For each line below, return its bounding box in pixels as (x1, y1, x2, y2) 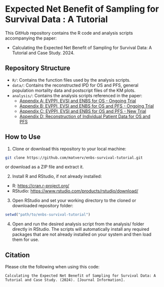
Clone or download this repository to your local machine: (12, 146, 126, 152)
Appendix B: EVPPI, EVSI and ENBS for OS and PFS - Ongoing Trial (19, 103, 154, 109)
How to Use (5, 133, 41, 141)
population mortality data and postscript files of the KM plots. (12, 87, 136, 93)
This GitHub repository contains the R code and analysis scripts (5, 30, 133, 36)
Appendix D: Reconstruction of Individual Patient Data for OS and (19, 113, 150, 119)
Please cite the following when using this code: (5, 264, 100, 270)
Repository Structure (5, 64, 71, 72)
